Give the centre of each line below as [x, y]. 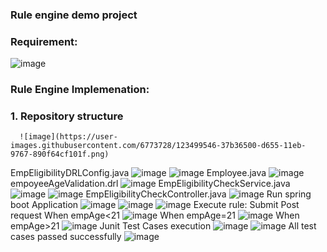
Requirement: [44, 41]
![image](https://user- [68, 137]
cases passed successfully [66, 237]
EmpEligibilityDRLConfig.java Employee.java [138, 173]
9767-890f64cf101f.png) [60, 154]
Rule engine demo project [74, 15]
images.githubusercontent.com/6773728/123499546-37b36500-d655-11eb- [158, 146]
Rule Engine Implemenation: [80, 90]
